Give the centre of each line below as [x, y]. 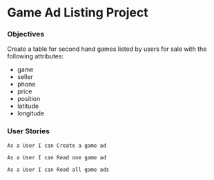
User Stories [29, 131]
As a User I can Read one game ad [57, 157]
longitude [31, 113]
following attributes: [36, 56]
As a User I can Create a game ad [57, 146]
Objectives [26, 34]
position [29, 99]
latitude [28, 106]
